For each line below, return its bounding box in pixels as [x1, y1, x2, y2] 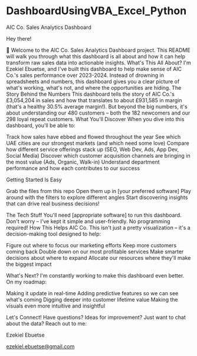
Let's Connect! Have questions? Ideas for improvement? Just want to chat [6, 313, 186, 321]
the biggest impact [6, 260, 52, 267]
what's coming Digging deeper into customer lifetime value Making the [6, 296, 178, 303]
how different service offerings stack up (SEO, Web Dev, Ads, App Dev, [6, 146, 179, 153]
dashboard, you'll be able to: [6, 122, 75, 129]
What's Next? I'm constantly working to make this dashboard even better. [6, 272, 185, 279]
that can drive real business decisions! [6, 200, 100, 207]
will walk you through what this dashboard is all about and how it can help [6, 53, 186, 60]
